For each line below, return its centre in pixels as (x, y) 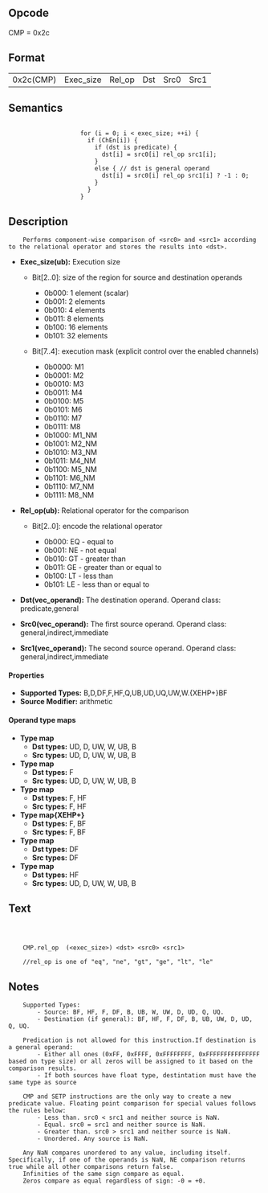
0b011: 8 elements (74, 319)
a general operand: (41, 1047)
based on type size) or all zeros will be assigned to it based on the (130, 1062)
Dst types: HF (55, 875)
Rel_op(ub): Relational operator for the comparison (104, 510)
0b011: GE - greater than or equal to (103, 568)
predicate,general (49, 609)
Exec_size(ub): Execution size (70, 262)
